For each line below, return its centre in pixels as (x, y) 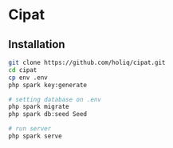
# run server (30, 129)
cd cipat (23, 70)
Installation (37, 44)
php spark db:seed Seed (48, 114)
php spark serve (35, 136)
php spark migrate (39, 107)
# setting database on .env (55, 99)
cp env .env (28, 78)
